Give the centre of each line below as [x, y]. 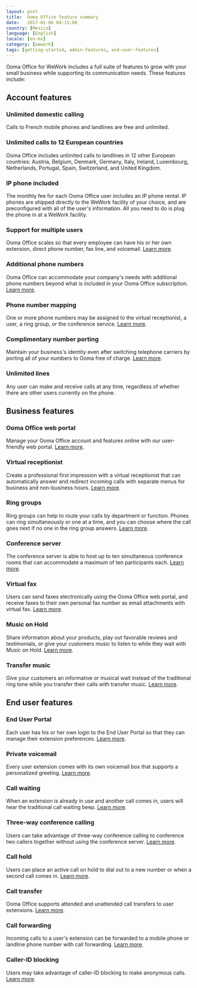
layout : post [22, 11]
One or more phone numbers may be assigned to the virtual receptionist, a [96, 317]
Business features [40, 411]
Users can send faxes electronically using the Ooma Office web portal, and [97, 597]
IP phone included [32, 183]
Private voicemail [31, 754]
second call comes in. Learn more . [48, 876]
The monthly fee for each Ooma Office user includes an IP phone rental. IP [96, 196]
